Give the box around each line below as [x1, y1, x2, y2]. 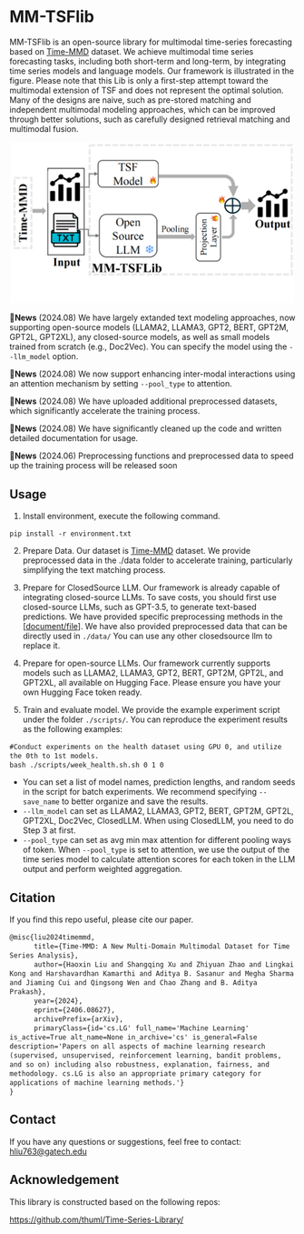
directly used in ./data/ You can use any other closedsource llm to [22, 630, 273, 642]
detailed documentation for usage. [9, 433, 139, 444]
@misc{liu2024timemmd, [9, 933, 95, 942]
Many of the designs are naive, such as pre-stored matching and [9, 94, 251, 105]
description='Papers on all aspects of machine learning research [9, 1042, 266, 1051]
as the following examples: [22, 724, 123, 735]
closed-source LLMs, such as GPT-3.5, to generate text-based [22, 602, 257, 613]
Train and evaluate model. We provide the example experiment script [22, 705, 280, 716]
